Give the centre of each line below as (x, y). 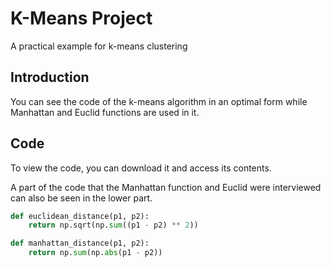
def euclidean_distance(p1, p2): (80, 216)
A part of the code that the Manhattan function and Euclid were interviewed (166, 187)
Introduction (50, 77)
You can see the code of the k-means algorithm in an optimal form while (159, 101)
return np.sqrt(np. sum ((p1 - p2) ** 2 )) (113, 225)
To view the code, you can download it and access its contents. (141, 168)
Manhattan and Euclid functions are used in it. (105, 112)
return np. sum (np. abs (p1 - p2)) (95, 253)
